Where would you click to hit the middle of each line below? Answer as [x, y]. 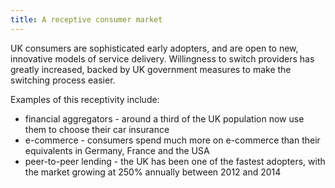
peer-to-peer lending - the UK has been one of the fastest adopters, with [175, 161]
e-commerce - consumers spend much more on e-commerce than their [172, 140]
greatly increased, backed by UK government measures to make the [151, 69]
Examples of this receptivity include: [85, 99]
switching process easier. [63, 80]
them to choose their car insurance [97, 129]
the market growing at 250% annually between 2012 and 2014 [153, 172]
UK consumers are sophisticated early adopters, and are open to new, [154, 48]
